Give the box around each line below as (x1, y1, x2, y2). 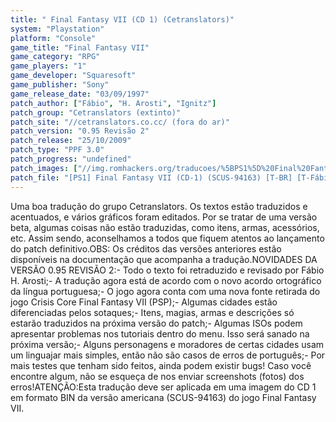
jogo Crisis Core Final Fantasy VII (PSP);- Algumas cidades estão (10, 296, 278, 308)
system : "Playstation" (10, 24, 105, 34)
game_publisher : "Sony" (10, 80, 110, 90)
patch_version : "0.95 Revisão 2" (10, 126, 150, 136)
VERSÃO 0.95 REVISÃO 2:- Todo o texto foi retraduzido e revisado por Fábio (10, 264, 325, 276)
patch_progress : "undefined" (10, 154, 132, 164)
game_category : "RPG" (10, 52, 101, 62)
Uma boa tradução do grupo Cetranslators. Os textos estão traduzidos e (10, 200, 308, 212)
